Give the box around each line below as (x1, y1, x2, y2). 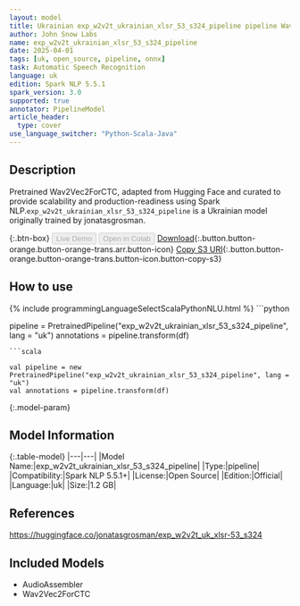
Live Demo (56, 233, 92, 243)
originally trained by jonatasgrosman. (9, 215, 146, 225)
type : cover (17, 122, 62, 130)
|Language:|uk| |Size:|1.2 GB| (9, 480, 117, 491)
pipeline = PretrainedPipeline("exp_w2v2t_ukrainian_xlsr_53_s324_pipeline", (9, 320, 288, 331)
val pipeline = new (9, 363, 82, 372)
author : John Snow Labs (9, 29, 98, 38)
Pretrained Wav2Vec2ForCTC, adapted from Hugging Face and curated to (9, 186, 281, 197)
